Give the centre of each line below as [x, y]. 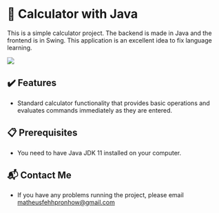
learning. [20, 47]
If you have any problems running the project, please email [100, 195]
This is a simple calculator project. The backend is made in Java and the [109, 33]
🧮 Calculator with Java [73, 14]
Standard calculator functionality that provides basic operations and [113, 103]
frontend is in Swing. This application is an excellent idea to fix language [109, 40]
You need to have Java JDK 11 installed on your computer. [99, 153]
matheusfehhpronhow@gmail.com [66, 203]
